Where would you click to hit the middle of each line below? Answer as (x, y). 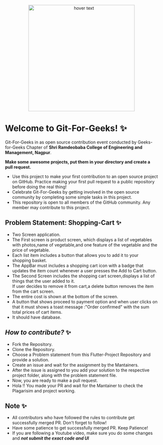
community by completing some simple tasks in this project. (72, 197)
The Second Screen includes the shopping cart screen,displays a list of (83, 276)
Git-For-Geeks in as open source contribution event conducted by (71, 142)
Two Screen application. (36, 234)
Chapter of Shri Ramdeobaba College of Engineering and (84, 147)
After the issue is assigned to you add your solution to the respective (81, 370)
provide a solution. (31, 359)
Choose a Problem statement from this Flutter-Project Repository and (81, 355)
